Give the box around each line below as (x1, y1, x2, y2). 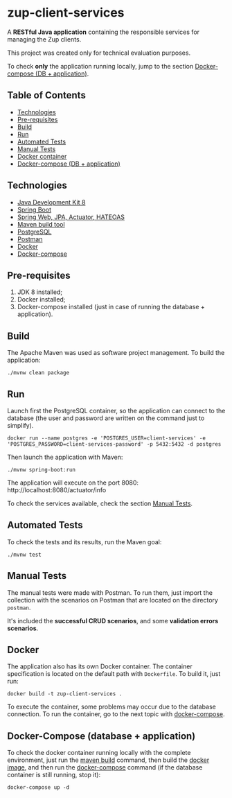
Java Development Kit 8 (17, 198, 86, 206)
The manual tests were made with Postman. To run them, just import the (7, 588, 213, 597)
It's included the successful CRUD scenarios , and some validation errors (7, 616, 219, 625)
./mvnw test (7, 551, 42, 558)
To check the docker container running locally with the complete (7, 749, 191, 757)
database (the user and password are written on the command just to (7, 414, 205, 422)
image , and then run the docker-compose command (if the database (7, 763, 203, 772)
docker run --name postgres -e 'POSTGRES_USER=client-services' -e (7, 435, 206, 442)
